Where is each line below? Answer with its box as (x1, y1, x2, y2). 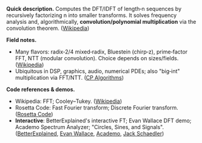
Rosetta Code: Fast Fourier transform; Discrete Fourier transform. (15, 104, 179, 111)
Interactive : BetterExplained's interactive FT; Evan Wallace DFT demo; (15, 117, 192, 124)
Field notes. (6, 37, 37, 43)
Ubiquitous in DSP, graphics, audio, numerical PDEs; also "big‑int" (15, 68, 180, 75)
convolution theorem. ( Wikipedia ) (6, 24, 90, 32)
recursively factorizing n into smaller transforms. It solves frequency (6, 12, 177, 19)
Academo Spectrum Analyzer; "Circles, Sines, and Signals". (15, 124, 164, 130)
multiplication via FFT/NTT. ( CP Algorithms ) (15, 74, 124, 81)
